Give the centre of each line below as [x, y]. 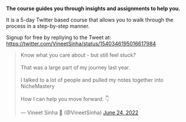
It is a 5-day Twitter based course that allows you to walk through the [90, 20]
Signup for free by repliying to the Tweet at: [59, 37]
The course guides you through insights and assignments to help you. [93, 9]
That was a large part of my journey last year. [75, 67]
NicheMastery [38, 86]
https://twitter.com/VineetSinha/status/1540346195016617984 [81, 44]
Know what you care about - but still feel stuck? [78, 55]
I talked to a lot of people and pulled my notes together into [92, 80]
